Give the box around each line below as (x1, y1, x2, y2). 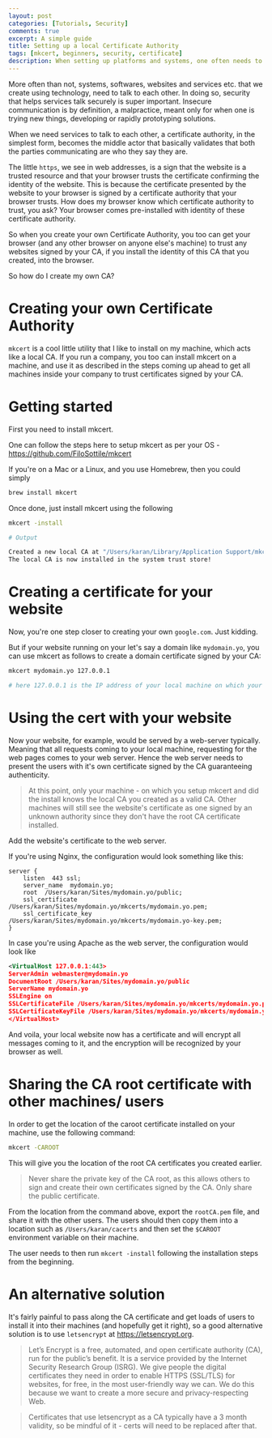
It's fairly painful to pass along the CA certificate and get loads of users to (8, 1312, 255, 1321)
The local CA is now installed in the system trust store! (8, 555, 212, 564)
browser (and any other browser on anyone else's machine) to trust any (8, 238, 248, 248)
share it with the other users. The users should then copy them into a (8, 1215, 239, 1225)
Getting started (8, 398, 113, 415)
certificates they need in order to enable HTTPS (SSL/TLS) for (28, 1370, 236, 1381)
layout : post (8, 11, 53, 20)
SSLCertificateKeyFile (8, 1007, 85, 1015)
